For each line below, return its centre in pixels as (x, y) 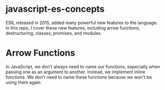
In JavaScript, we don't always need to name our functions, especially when (83, 66)
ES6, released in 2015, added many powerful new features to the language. (82, 23)
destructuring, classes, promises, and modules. (54, 33)
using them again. (24, 82)
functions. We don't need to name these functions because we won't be (79, 77)
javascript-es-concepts (55, 9)
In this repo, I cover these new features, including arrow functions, (73, 28)
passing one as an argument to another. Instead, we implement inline (75, 72)
